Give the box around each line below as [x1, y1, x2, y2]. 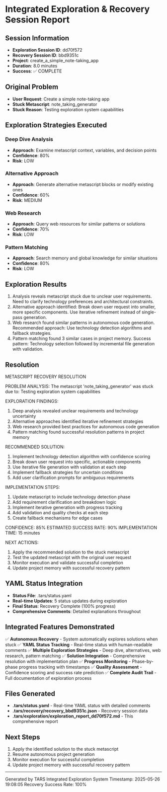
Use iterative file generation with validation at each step [12, 464, 127, 470]
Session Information [5, 34, 70, 42]
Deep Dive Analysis [5, 136, 53, 143]
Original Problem [5, 83, 59, 91]
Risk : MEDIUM [12, 197, 42, 203]
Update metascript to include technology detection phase [12, 494, 131, 500]
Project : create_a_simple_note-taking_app [12, 58, 99, 63]
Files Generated [5, 690, 56, 698]
